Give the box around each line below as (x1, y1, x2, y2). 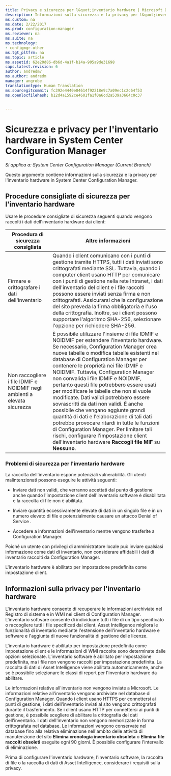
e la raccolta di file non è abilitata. (12, 498, 84, 504)
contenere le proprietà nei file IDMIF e (52, 362, 143, 369)
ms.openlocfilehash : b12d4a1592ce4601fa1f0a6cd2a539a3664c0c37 (5, 93, 142, 98)
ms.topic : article (5, 54, 44, 60)
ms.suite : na (5, 36, 33, 41)
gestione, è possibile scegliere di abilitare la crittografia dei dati (5, 712, 138, 718)
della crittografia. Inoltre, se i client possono (52, 309, 157, 317)
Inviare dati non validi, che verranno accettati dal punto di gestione (12, 487, 153, 493)
